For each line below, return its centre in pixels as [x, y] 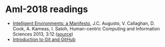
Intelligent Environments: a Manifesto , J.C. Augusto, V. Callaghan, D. [84, 23]
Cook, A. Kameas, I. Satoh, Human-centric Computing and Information [86, 28]
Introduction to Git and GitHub [44, 39]
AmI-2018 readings [47, 9]
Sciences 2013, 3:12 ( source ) [43, 34]
